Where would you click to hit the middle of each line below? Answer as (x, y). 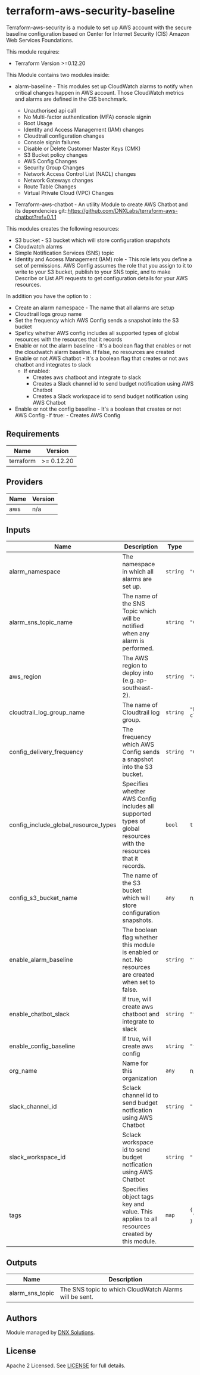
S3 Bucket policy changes (56, 155)
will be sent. (76, 1297)
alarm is (133, 641)
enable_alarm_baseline (41, 960)
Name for (135, 1063)
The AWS (135, 658)
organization (140, 1078)
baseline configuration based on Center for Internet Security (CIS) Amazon (98, 33)
